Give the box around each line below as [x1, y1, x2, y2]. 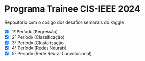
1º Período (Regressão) [11, 29, 58, 34]
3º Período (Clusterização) [11, 40, 65, 46]
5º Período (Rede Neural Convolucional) [11, 51, 92, 57]
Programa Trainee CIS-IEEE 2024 [4, 3, 141, 15]
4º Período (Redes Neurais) [11, 45, 67, 51]
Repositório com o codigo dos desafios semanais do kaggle [4, 19, 124, 25]
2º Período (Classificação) [11, 34, 64, 40]
